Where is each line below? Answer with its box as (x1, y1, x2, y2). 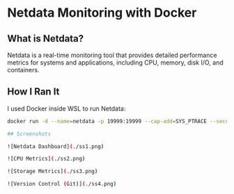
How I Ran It (7, 86, 60, 98)
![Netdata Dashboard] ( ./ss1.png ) (7, 143, 104, 150)
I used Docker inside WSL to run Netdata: (7, 104, 126, 113)
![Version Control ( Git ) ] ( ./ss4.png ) (7, 181, 117, 188)
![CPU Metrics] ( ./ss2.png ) (7, 155, 86, 163)
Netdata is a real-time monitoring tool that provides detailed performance (7, 51, 217, 59)
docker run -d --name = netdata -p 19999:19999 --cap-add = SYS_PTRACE (7, 118, 208, 124)
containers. (7, 66, 40, 74)
